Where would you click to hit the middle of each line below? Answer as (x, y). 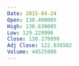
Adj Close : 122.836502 (39, 45)
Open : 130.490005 (32, 20)
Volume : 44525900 (32, 52)
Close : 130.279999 (33, 39)
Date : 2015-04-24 (32, 13)
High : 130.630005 (32, 26)
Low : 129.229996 (30, 33)
